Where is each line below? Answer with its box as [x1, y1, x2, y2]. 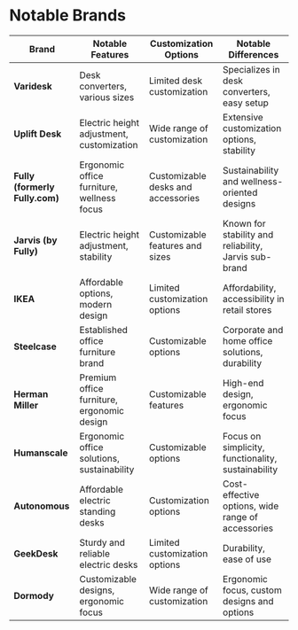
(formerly [13, 181, 55, 193]
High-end [223, 377, 264, 389]
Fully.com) [13, 191, 59, 204]
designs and [223, 595, 274, 607]
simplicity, [223, 440, 265, 453]
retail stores [223, 303, 272, 315]
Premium [79, 371, 117, 384]
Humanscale [13, 447, 68, 459]
